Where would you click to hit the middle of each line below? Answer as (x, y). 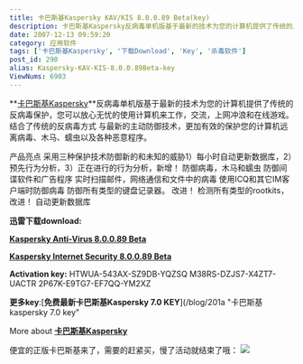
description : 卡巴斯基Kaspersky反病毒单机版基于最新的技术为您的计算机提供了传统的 (151, 26)
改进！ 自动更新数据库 (50, 201)
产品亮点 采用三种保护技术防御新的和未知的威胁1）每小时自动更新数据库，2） (151, 156)
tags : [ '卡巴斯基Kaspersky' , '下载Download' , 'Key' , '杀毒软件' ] (128, 51)
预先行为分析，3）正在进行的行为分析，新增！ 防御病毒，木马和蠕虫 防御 (144, 167)
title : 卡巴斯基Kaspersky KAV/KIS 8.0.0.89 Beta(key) (110, 18)
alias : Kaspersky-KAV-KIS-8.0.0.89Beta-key (92, 69)
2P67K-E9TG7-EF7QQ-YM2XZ (95, 283)
